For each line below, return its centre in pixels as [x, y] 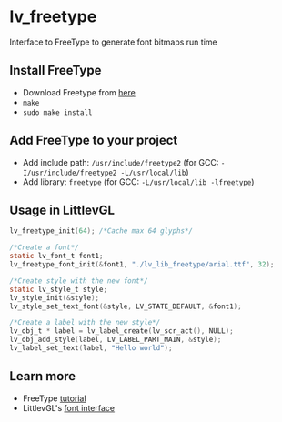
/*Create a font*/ [44, 247]
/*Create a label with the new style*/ [85, 323]
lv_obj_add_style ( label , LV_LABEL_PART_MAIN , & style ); [116, 340]
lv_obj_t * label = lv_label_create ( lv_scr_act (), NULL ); [121, 331]
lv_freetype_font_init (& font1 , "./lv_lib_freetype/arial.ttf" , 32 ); [142, 265]
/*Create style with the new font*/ [79, 281]
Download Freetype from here [79, 92]
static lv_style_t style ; [58, 289]
